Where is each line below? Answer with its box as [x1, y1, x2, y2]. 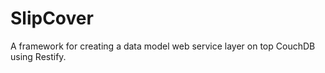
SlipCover [10, 7, 94, 30]
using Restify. [10, 50, 67, 62]
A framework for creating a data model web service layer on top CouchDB [10, 40, 316, 52]
